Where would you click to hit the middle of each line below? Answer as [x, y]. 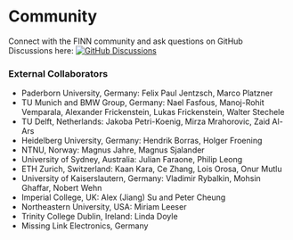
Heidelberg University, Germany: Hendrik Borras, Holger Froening [142, 141]
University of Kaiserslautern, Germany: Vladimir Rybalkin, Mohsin [141, 178]
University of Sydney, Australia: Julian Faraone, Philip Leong [132, 160]
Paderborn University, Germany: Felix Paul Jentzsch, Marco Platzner [147, 93]
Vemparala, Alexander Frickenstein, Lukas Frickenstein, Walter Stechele [153, 112]
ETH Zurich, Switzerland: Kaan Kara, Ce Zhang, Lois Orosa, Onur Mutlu [151, 169]
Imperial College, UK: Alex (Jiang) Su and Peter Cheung [123, 197]
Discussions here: [41, 50]
